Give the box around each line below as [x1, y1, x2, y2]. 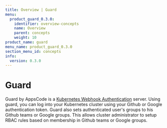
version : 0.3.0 [9, 58, 41, 63]
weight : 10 [14, 35, 37, 40]
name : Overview [14, 26, 46, 31]
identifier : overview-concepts [14, 21, 79, 26]
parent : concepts [14, 30, 50, 35]
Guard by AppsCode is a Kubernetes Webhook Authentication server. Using [5, 96, 161, 102]
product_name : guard [5, 40, 48, 45]
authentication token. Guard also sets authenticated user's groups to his [5, 107, 154, 113]
